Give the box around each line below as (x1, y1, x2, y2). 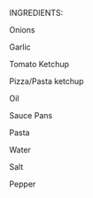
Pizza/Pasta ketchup (9, 76, 84, 87)
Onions (9, 25, 35, 34)
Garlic (9, 42, 31, 52)
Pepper (9, 179, 36, 189)
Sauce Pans (9, 110, 53, 120)
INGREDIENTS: (9, 8, 64, 18)
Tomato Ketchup (9, 59, 69, 69)
